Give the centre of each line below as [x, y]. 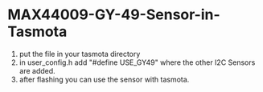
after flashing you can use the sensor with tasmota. [104, 79]
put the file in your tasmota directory [80, 54]
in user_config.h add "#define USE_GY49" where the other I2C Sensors [137, 62]
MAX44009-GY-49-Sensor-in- [114, 15]
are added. [37, 70]
